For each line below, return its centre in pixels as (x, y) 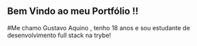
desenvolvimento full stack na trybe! (59, 35)
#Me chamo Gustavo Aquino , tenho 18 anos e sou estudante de (99, 27)
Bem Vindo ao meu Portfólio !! (73, 11)
